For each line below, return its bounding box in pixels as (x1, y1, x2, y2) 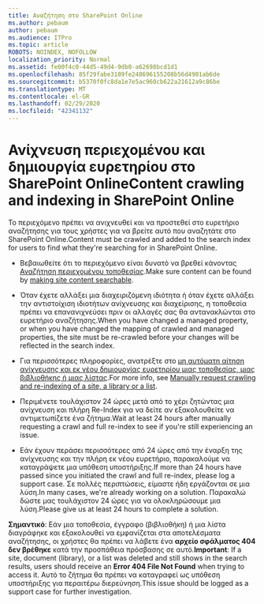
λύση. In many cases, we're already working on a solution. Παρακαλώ (19, 487, 246, 496)
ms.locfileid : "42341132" (8, 108, 93, 115)
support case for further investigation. (8, 587, 132, 596)
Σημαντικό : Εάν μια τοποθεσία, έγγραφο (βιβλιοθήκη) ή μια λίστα (8, 519, 226, 529)
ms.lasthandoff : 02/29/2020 (8, 100, 101, 108)
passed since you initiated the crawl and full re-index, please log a (19, 470, 235, 480)
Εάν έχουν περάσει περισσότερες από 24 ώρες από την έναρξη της (19, 445, 243, 455)
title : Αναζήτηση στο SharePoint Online (8, 11, 143, 20)
